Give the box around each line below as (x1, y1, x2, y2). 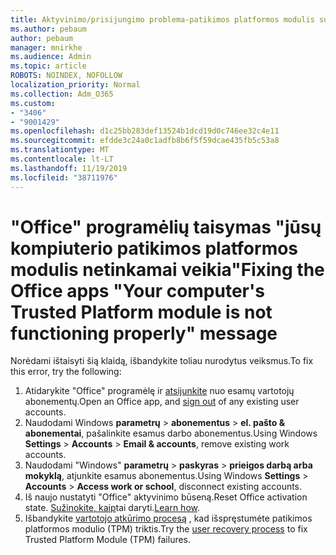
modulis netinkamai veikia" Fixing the (10, 258, 325, 281)
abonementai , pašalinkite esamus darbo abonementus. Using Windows (24, 427, 318, 440)
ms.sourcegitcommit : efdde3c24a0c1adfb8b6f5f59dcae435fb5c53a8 (10, 136, 280, 146)
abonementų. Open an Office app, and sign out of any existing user (24, 396, 300, 408)
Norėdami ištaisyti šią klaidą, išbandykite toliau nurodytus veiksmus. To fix (10, 355, 314, 367)
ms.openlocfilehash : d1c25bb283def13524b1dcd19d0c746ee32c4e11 (10, 126, 280, 136)
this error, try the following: (10, 366, 122, 378)
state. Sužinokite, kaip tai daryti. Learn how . (24, 502, 201, 514)
